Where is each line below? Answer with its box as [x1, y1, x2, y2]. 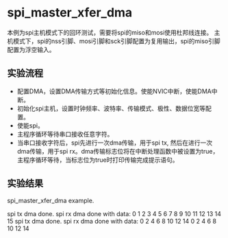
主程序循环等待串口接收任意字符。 [16, 130, 114, 138]
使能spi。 [16, 121, 45, 130]
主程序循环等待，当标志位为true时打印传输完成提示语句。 [16, 156, 179, 164]
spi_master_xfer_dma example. [7, 196, 94, 204]
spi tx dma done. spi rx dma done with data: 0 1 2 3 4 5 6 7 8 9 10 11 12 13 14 [7, 209, 221, 217]
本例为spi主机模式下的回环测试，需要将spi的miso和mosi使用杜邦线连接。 [7, 28, 213, 36]
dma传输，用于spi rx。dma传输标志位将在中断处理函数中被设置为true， [16, 147, 219, 155]
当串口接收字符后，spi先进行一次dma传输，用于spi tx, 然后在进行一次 [16, 139, 213, 147]
